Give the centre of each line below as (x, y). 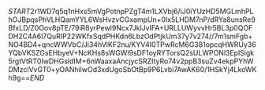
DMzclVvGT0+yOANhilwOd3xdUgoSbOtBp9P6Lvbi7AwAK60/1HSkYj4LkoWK (132, 69)
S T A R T (19, 11)
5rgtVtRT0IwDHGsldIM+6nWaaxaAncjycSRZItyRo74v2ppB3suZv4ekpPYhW (131, 61)
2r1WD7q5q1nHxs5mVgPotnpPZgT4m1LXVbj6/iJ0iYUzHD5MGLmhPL (142, 11)
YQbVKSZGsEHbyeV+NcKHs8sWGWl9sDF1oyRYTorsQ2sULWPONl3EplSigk (131, 53)
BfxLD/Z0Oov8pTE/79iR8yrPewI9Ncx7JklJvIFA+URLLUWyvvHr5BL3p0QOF (131, 28)
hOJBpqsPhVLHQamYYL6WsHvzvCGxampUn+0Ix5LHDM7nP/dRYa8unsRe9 (132, 20)
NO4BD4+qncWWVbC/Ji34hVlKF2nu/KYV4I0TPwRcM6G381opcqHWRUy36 (132, 45)
